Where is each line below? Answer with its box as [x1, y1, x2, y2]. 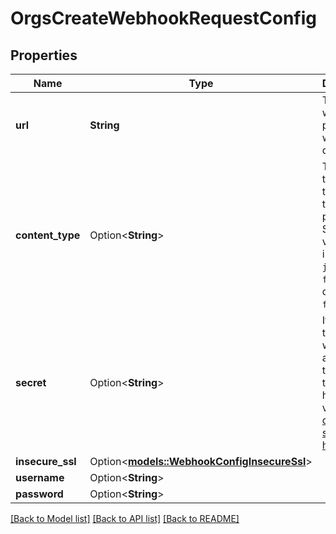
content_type [15, 228, 81, 242]
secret [15, 376, 47, 389]
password [15, 487, 64, 501]
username [15, 471, 65, 484]
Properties [10, 47, 78, 64]
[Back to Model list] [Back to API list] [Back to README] [10, 513, 240, 524]
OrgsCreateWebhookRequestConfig [10, 7, 317, 30]
